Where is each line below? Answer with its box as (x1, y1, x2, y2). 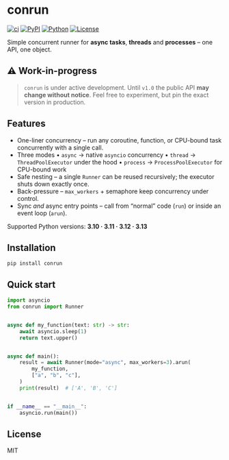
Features (7, 118, 46, 130)
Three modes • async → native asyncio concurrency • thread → (16, 150, 196, 159)
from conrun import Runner (7, 304, 84, 311)
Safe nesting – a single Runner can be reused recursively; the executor (16, 172, 215, 180)
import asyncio (7, 297, 51, 304)
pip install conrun (7, 260, 63, 267)
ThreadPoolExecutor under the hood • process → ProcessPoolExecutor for (16, 158, 223, 166)
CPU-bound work (16, 165, 67, 173)
